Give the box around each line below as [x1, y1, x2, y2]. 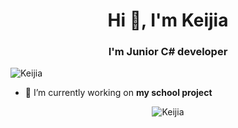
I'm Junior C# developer [108, 45, 228, 59]
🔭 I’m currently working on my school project [24, 87, 213, 99]
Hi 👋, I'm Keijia [107, 9, 229, 32]
